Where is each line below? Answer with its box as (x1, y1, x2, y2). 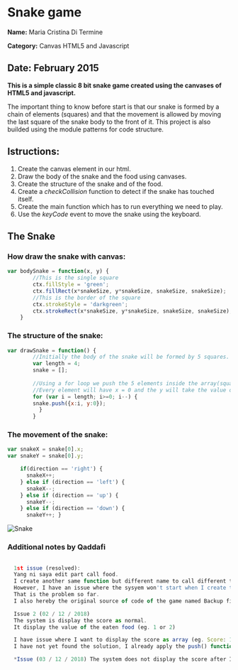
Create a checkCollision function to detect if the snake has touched (17, 187, 215, 195)
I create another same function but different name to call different (13, 578, 227, 585)
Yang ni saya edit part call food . (13, 571, 119, 578)
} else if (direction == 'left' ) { (20, 478, 125, 485)
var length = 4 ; (33, 360, 81, 367)
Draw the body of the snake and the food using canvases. (17, 172, 187, 180)
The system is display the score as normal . (13, 617, 147, 624)
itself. (17, 195, 34, 203)
